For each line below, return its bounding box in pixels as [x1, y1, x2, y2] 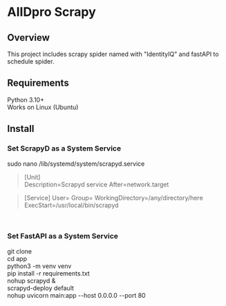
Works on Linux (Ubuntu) [7, 103, 79, 111]
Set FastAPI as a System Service [7, 231, 119, 241]
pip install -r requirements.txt [7, 269, 90, 277]
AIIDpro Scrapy [7, 4, 97, 20]
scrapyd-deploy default [7, 284, 75, 292]
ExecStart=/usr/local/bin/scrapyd [23, 201, 119, 209]
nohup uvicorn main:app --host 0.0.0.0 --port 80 [7, 291, 147, 299]
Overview [7, 32, 50, 44]
